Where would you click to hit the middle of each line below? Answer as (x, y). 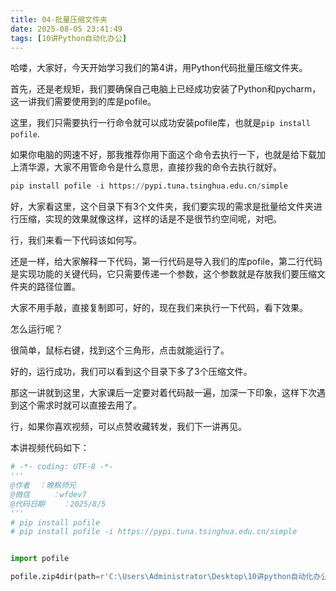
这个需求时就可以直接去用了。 (80, 405)
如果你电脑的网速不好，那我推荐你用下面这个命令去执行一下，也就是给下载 (163, 155)
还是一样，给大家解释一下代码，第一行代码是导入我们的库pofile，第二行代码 (166, 262)
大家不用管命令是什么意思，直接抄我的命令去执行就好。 (167, 167)
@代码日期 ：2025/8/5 (58, 504)
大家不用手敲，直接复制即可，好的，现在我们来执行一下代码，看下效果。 (159, 308)
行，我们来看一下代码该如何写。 (76, 240)
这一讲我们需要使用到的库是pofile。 (83, 102)
